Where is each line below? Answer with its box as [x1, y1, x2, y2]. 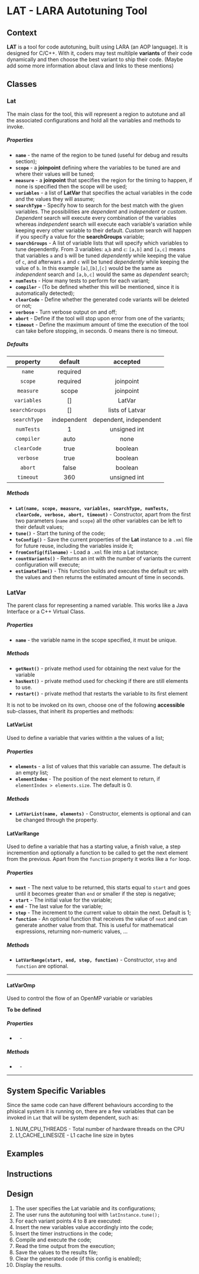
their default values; [15, 523, 64, 530]
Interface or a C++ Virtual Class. [6, 607, 86, 615]
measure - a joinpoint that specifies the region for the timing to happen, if [15, 176, 193, 184]
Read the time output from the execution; [15, 1242, 116, 1249]
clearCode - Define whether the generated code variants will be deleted [15, 295, 190, 303]
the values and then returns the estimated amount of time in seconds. [15, 573, 185, 580]
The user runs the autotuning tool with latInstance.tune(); [15, 1211, 160, 1218]
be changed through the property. [15, 816, 98, 823]
